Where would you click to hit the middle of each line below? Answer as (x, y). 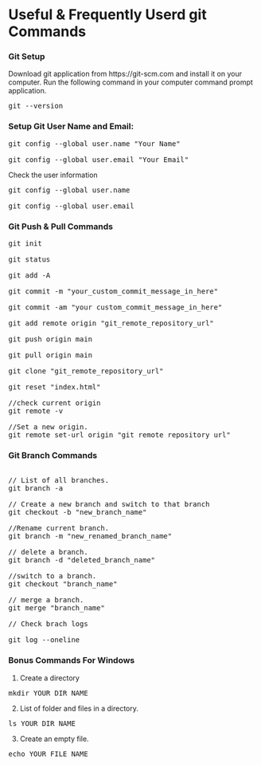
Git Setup (27, 57)
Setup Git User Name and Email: (71, 127)
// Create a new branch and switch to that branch (109, 505)
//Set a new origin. (49, 427)
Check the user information (53, 175)
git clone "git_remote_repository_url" (86, 371)
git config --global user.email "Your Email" (99, 160)
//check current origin (55, 403)
